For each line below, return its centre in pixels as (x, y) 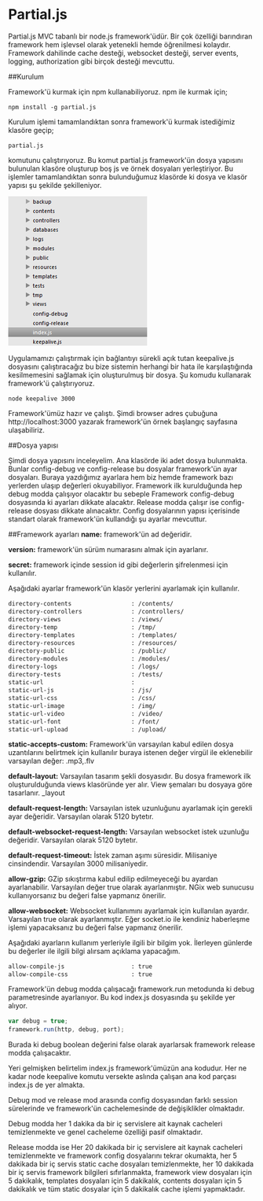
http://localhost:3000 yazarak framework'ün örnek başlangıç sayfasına (123, 422)
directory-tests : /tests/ (86, 674)
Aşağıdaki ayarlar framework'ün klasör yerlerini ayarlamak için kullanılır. (124, 588)
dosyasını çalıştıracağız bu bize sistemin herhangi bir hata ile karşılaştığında (131, 367)
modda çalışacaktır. (40, 1052)
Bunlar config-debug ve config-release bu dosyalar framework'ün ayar (123, 469)
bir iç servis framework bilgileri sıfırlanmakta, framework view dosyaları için (130, 1172)
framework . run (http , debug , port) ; (66, 1029)
